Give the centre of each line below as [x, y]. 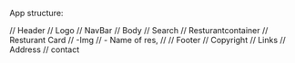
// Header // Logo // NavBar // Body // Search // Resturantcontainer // [139, 30]
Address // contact [45, 49]
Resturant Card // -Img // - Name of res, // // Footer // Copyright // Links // [148, 40]
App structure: [36, 13]
